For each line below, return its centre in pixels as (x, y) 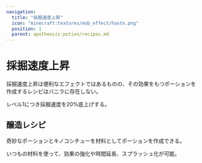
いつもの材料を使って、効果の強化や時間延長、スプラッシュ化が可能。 (93, 153)
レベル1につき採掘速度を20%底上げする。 (58, 104)
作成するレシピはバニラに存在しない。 (54, 92)
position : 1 (27, 29)
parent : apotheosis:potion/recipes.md (61, 34)
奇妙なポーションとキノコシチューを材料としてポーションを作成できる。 (96, 141)
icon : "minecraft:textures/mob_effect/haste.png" (75, 23)
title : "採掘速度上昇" (37, 18)
